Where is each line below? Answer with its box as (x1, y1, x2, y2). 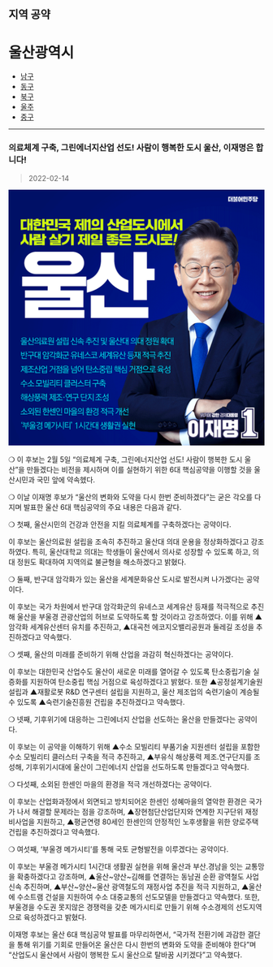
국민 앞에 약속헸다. (36, 474, 96, 485)
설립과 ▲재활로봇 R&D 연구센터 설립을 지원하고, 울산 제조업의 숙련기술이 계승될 (8, 687, 260, 697)
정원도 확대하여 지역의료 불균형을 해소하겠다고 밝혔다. (16, 557, 187, 567)
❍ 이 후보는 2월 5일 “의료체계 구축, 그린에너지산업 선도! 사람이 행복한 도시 (8, 454, 243, 464)
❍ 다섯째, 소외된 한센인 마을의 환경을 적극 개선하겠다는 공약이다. (8, 779, 212, 789)
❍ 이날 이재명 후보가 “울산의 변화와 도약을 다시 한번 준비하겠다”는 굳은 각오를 (8, 492, 253, 502)
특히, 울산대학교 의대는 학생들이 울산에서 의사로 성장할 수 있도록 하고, (32, 546, 251, 556)
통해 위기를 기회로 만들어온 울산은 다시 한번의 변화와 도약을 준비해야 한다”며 (16, 939, 257, 949)
